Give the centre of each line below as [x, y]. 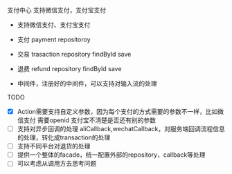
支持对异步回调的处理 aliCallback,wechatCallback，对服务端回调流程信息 [121, 129]
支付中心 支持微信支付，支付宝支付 [56, 10]
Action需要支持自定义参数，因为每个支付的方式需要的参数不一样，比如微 [121, 112]
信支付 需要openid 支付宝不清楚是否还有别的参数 [87, 120]
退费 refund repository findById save [69, 69]
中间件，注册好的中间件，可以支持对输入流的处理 [87, 84]
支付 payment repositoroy [54, 39]
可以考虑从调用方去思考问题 [57, 164]
